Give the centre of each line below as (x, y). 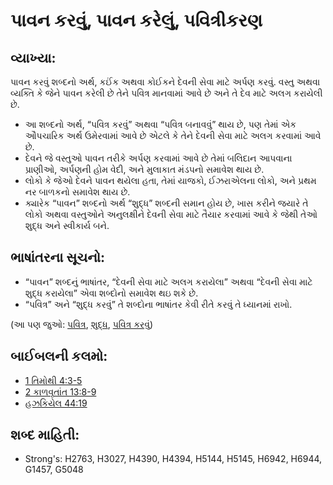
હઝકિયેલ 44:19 (56, 403)
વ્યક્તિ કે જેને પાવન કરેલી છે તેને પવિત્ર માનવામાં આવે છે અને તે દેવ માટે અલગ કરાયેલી (166, 93)
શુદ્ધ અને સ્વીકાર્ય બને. (67, 225)
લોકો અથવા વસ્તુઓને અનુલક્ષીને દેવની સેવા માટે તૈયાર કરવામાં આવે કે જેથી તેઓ (171, 214)
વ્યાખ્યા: (33, 57)
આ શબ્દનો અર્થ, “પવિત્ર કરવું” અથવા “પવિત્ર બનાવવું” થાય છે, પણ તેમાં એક (160, 124)
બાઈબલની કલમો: (59, 356)
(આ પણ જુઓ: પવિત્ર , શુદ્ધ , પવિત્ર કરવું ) (82, 324)
